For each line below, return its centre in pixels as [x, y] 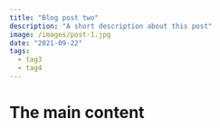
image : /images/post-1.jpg [60, 34]
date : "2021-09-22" [46, 43]
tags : [19, 51]
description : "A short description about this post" [111, 26]
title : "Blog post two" [54, 18]
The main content [77, 113]
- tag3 [30, 59]
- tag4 [30, 69]
